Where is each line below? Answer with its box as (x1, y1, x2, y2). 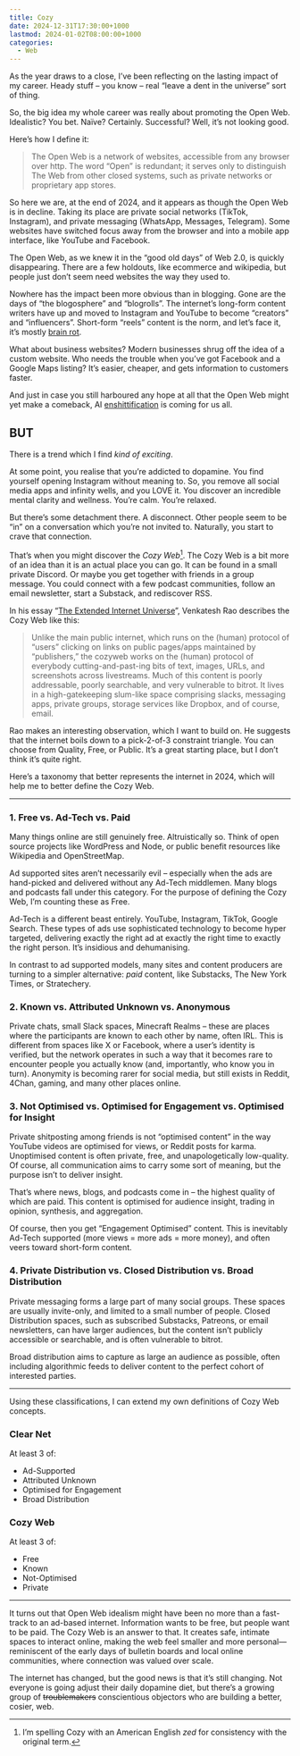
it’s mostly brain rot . (9, 327, 82, 338)
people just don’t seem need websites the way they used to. (9, 272, 230, 282)
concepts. (9, 1405, 46, 1416)
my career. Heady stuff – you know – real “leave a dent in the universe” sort (9, 80, 287, 91)
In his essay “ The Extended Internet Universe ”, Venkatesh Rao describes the (9, 605, 290, 616)
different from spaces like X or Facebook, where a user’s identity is (9, 1040, 255, 1051)
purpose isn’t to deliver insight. (9, 1170, 123, 1180)
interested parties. (9, 1370, 77, 1381)
